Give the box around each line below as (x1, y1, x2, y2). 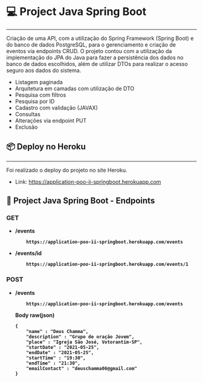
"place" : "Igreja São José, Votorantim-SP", (26, 339, 143, 345)
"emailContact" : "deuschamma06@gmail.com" (26, 365, 137, 372)
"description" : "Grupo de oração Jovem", (26, 334, 135, 340)
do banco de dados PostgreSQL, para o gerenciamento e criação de (6, 40, 176, 48)
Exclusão (14, 123, 38, 131)
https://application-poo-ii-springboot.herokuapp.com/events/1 (26, 261, 188, 268)
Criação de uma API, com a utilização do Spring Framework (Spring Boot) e (6, 34, 194, 42)
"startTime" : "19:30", (26, 355, 86, 361)
